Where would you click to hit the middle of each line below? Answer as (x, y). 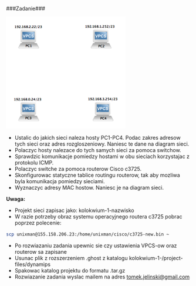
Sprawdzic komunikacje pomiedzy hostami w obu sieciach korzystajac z (102, 156)
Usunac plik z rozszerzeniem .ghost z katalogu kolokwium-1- (88, 258)
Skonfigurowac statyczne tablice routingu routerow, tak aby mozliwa (97, 175)
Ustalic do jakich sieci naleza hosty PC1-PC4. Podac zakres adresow (97, 137)
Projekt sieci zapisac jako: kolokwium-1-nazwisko (74, 210)
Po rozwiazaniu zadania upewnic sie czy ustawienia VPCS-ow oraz (96, 245)
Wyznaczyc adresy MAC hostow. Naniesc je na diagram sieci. (89, 187)
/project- (172, 258)
